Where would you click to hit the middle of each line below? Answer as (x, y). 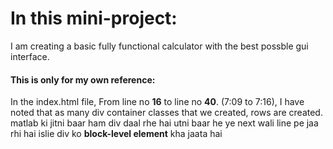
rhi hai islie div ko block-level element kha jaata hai (116, 134)
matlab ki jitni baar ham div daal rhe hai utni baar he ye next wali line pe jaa (164, 123)
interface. (30, 56)
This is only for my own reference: (83, 79)
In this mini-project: (94, 18)
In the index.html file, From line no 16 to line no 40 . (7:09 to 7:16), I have (157, 102)
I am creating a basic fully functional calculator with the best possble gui (159, 46)
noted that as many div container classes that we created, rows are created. (166, 113)
